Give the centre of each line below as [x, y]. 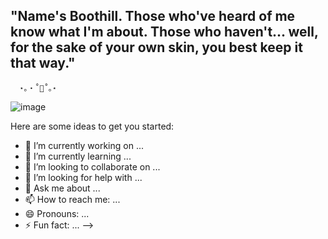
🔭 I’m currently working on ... [84, 145]
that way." [43, 63]
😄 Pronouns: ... [57, 213]
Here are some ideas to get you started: [92, 126]
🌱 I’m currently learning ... [78, 156]
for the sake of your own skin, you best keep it [156, 47]
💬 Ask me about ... [62, 188]
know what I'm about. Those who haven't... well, [164, 32]
